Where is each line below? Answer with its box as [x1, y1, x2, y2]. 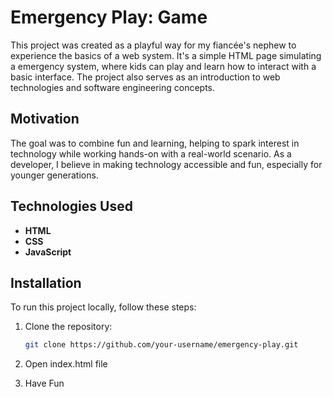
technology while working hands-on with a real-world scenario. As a [10, 147, 292, 160]
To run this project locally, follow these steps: [10, 301, 197, 313]
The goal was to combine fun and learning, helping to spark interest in [10, 137, 300, 149]
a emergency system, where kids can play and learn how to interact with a [10, 60, 317, 72]
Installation [10, 274, 82, 291]
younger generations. [10, 169, 99, 181]
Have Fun [24, 377, 65, 390]
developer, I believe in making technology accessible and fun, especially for [10, 158, 323, 170]
